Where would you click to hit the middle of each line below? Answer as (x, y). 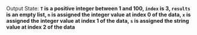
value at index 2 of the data (41, 27)
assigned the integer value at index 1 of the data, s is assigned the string (98, 21)
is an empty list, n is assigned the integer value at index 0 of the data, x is (99, 15)
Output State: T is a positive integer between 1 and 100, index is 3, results (98, 8)
